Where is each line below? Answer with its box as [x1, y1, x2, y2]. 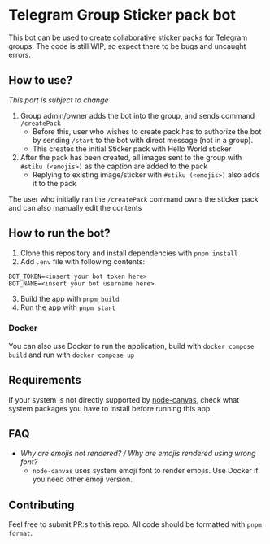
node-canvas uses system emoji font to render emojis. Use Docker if [32, 466, 259, 476]
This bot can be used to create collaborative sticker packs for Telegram [8, 33, 248, 42]
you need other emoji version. [32, 474, 133, 485]
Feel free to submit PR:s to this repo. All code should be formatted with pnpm [8, 520, 262, 529]
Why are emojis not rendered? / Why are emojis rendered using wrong [20, 449, 256, 459]
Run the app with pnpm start [20, 302, 116, 312]
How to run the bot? [8, 226, 111, 241]
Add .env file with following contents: [20, 256, 145, 266]
